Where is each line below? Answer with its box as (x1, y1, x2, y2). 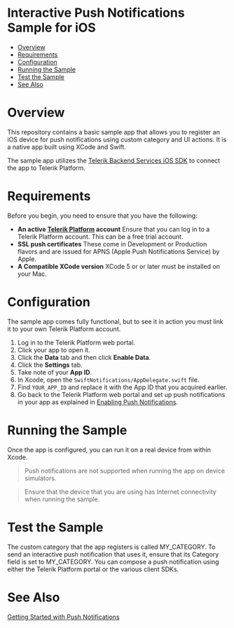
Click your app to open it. (17, 345, 90, 354)
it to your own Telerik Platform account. (7, 324, 121, 333)
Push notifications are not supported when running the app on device (24, 466, 226, 475)
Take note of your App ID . (17, 368, 92, 376)
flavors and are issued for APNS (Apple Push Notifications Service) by (17, 247, 220, 256)
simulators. (24, 474, 57, 482)
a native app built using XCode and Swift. (7, 142, 126, 151)
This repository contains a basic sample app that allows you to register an (7, 127, 221, 136)
